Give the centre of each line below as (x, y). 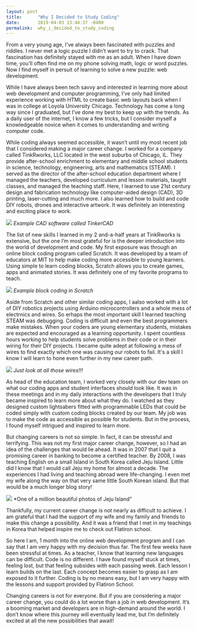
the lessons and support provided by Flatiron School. (70, 584)
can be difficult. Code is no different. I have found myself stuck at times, (94, 559)
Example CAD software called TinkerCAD (63, 224)
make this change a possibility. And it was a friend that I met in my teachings (99, 523)
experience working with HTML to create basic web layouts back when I (94, 100)
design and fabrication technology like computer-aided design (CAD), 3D (95, 192)
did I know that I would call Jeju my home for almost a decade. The (87, 468)
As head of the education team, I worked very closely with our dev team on (97, 382)
